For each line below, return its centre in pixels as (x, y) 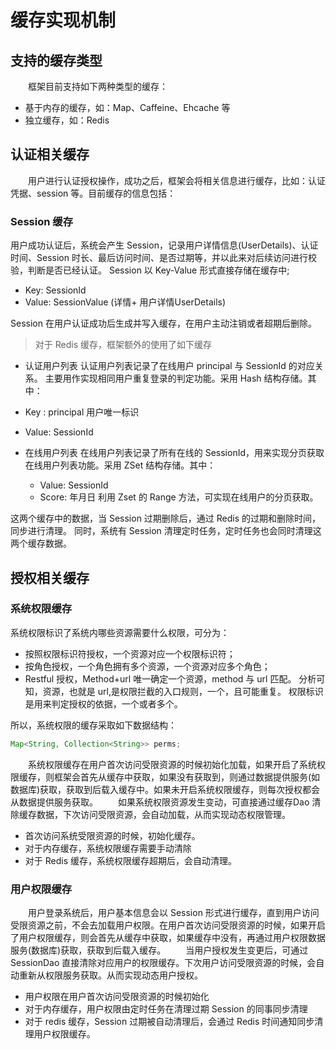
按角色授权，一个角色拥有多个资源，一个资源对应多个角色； (147, 666)
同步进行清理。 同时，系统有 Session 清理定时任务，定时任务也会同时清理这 (166, 531)
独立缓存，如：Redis (67, 120)
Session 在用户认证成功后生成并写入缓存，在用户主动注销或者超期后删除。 (163, 323)
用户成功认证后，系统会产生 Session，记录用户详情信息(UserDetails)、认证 (164, 245)
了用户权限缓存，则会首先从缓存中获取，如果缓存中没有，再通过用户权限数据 (168, 937)
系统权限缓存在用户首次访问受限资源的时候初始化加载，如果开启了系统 (172, 764)
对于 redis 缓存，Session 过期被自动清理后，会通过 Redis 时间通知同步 (169, 1021)
